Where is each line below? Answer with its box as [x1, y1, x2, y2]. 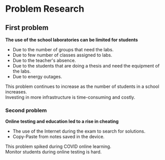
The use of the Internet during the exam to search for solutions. [12, 128, 146, 135]
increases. [5, 89, 27, 94]
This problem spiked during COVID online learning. [5, 143, 112, 150]
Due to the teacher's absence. [12, 57, 76, 63]
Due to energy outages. [12, 74, 62, 79]
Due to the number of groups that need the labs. [12, 47, 114, 52]
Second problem [5, 107, 47, 114]
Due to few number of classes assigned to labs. [12, 52, 113, 58]
